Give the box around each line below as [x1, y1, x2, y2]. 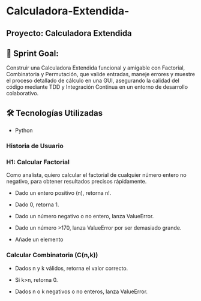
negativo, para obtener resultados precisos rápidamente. [6, 178, 147, 185]
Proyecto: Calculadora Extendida [6, 28, 132, 38]
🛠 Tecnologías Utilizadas [6, 108, 103, 118]
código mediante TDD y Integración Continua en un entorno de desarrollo [6, 83, 188, 91]
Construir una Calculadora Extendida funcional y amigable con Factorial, [6, 64, 185, 71]
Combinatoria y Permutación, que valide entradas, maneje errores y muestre [6, 71, 196, 78]
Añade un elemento [14, 236, 64, 243]
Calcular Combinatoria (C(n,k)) [6, 251, 98, 259]
